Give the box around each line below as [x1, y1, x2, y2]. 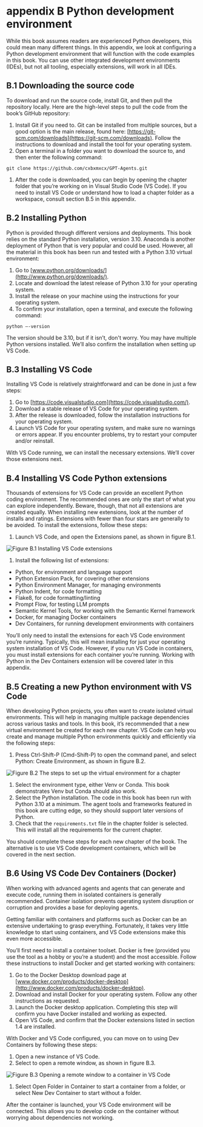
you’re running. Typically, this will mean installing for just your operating [6, 638, 186, 645]
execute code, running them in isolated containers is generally [6, 890, 162, 898]
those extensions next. [6, 456, 63, 463]
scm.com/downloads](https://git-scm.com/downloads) [15, 134, 153, 141]
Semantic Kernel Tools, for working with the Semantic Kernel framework [15, 607, 195, 614]
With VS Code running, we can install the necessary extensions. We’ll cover [6, 449, 195, 456]
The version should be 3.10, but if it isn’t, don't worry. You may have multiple [6, 334, 197, 341]
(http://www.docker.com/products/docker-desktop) [15, 984, 144, 991]
